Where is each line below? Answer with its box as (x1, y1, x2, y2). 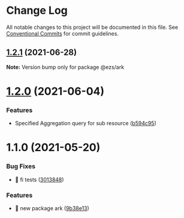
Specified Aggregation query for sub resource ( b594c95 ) (14, 120, 157, 127)
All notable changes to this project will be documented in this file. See (6, 23, 179, 31)
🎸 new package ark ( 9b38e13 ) (14, 205, 90, 212)
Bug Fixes (6, 162, 36, 170)
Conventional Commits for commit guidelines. (6, 30, 119, 37)
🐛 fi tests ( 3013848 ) (14, 176, 64, 183)
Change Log (6, 4, 68, 17)
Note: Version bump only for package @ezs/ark (6, 63, 125, 70)
